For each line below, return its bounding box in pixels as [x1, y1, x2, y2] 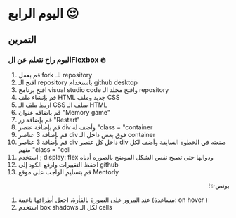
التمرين [8, 34, 37, 46]
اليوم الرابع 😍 [8, 6, 79, 22]
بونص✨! [208, 181, 230, 190]
